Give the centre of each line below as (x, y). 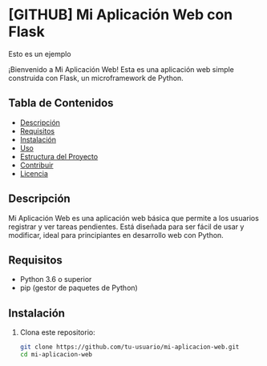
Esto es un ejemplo (40, 54)
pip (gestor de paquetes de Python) (79, 288)
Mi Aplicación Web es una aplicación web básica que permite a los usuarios (133, 218)
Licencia (34, 173)
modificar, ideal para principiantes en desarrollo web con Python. (116, 235)
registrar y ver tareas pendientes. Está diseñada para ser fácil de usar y (126, 227)
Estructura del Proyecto (59, 156)
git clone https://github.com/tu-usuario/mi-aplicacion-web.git (129, 347)
